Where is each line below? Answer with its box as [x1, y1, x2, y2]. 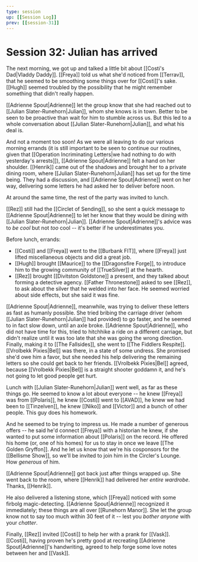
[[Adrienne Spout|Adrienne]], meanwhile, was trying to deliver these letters [6, 303, 189, 310]
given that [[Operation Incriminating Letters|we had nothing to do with [6, 151, 176, 158]
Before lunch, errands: [6, 236, 61, 243]
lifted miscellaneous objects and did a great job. [14, 253, 132, 261]
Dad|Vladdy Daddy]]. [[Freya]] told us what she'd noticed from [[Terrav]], [6, 71, 185, 78]
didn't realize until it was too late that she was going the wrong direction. [6, 335, 183, 342]
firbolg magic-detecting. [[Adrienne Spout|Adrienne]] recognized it [6, 500, 170, 507]
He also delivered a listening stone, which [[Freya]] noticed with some [6, 494, 176, 501]
